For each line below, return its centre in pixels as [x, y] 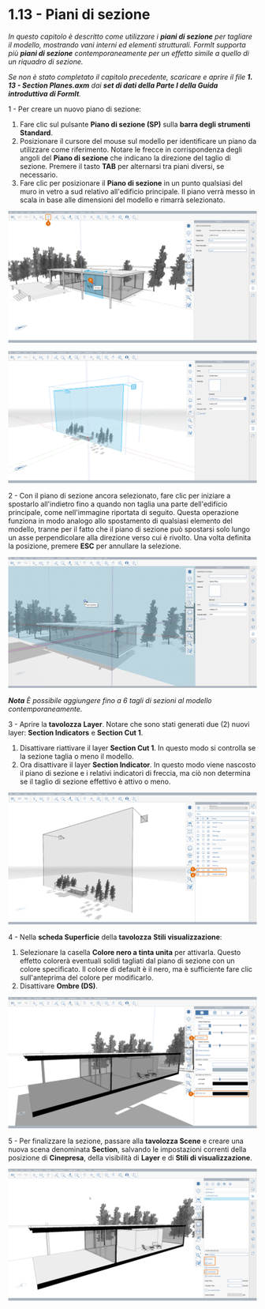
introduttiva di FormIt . [45, 93]
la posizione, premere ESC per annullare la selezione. [95, 546]
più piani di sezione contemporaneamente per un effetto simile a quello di [129, 53]
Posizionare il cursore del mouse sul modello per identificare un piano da [138, 141]
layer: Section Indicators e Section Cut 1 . [76, 733]
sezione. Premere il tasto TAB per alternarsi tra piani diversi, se [122, 166]
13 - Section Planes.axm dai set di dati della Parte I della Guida [113, 85]
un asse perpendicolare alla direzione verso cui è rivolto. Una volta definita [130, 537]
